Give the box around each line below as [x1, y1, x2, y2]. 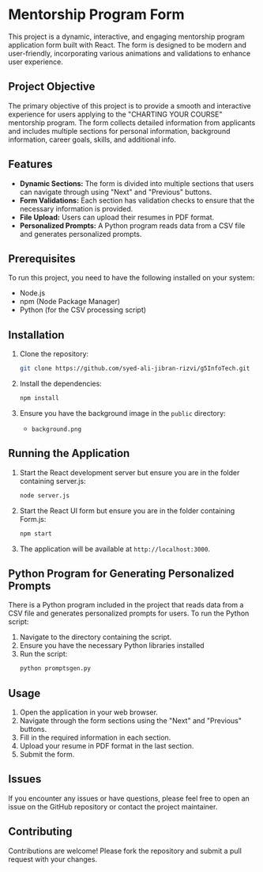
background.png [31, 425, 81, 433]
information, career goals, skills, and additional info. [8, 135, 176, 144]
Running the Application [8, 447, 130, 460]
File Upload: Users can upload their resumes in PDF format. [19, 212, 215, 222]
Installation [8, 328, 65, 341]
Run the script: [19, 649, 68, 659]
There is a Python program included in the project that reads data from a [8, 600, 244, 610]
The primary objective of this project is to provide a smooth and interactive [8, 101, 251, 110]
